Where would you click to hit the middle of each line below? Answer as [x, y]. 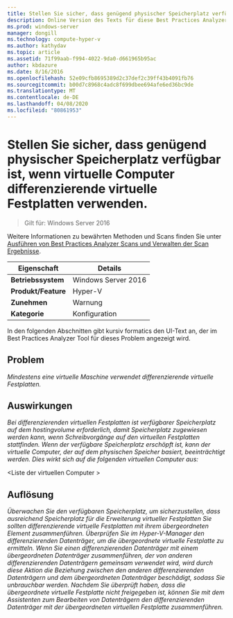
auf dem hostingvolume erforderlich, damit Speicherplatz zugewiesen [107, 430]
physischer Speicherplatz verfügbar [114, 159]
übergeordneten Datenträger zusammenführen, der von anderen [100, 556]
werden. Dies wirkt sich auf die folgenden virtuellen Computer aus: [103, 459]
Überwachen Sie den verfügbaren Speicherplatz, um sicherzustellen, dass [114, 511]
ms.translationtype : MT [42, 91]
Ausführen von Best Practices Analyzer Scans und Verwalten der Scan [108, 243]
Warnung [87, 302]
